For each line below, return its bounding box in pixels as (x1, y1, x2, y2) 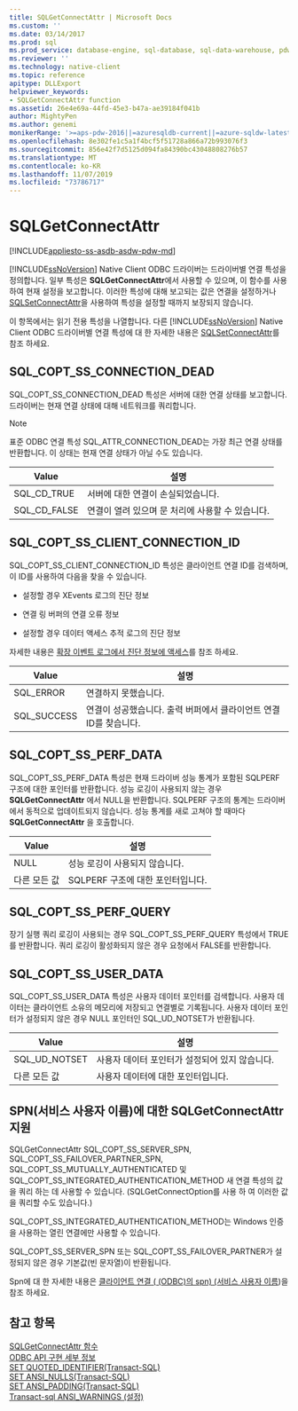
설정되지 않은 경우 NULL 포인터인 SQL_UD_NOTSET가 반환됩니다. (25, 1013, 255, 1024)
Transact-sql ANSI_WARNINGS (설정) (9, 1391, 145, 1402)
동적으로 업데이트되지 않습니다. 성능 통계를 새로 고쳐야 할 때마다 (25, 805, 246, 816)
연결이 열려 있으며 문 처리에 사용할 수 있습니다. (87, 504, 271, 516)
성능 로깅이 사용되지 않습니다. (67, 857, 184, 870)
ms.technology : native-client (9, 63, 122, 72)
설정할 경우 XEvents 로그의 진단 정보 (21, 589, 149, 600)
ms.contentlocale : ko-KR (9, 162, 101, 170)
